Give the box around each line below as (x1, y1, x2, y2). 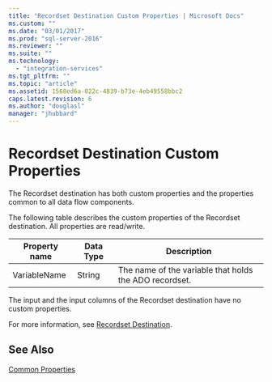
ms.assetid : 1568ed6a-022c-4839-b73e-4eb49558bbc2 (8, 87, 183, 95)
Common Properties (8, 364, 75, 374)
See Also (8, 343, 54, 357)
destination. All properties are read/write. (8, 221, 146, 231)
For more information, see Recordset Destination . (8, 319, 172, 329)
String (76, 269, 100, 280)
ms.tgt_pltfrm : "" (8, 72, 70, 80)
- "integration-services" (15, 65, 104, 73)
